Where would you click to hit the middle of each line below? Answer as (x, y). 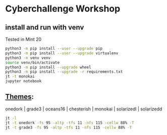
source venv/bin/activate (32, 62)
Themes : (20, 97)
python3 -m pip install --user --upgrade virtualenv (62, 53)
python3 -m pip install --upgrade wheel (48, 67)
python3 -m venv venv (28, 58)
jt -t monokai (20, 77)
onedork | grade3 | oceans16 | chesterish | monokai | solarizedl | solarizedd (84, 109)
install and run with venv (45, 27)
